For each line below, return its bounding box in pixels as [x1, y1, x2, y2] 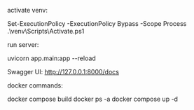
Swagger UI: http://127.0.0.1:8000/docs [7, 68, 119, 76]
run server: [7, 41, 39, 48]
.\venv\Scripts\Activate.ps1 [7, 27, 85, 35]
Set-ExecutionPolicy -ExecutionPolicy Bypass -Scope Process [7, 20, 187, 27]
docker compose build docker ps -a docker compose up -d [7, 95, 179, 103]
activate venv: [7, 6, 48, 14]
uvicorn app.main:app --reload [7, 54, 96, 62]
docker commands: [7, 81, 63, 90]
